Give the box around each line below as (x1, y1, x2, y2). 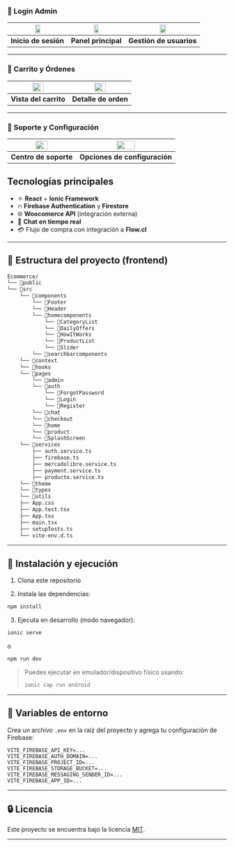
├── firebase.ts (32, 454, 79, 462)
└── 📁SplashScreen (32, 435, 86, 442)
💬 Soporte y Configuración (7, 122, 99, 132)
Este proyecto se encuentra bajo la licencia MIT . (7, 825, 145, 834)
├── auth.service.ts (32, 448, 92, 455)
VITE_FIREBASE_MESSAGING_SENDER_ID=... (7, 771, 123, 778)
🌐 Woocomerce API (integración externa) (17, 209, 138, 218)
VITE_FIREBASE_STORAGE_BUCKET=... (7, 765, 108, 772)
